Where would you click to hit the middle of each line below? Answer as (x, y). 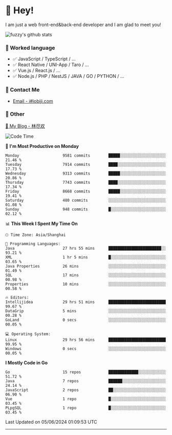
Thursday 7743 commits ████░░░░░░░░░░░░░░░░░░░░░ (86, 182)
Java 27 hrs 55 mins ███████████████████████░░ (86, 248)
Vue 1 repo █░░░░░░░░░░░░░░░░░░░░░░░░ (86, 399)
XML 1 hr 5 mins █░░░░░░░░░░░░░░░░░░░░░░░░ (86, 257)
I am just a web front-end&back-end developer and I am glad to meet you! (83, 25)
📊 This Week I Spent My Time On (41, 223)
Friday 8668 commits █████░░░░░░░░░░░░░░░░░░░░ (86, 191)
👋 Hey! (20, 10)
